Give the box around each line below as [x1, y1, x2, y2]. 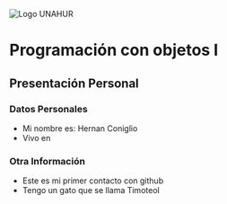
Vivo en [22, 132, 51, 143]
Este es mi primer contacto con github [22, 175, 164, 186]
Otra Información [9, 155, 85, 167]
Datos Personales [9, 102, 88, 115]
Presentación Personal [9, 75, 139, 91]
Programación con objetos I [9, 40, 219, 60]
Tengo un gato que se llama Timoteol [22, 185, 160, 196]
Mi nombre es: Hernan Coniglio [22, 122, 138, 134]
